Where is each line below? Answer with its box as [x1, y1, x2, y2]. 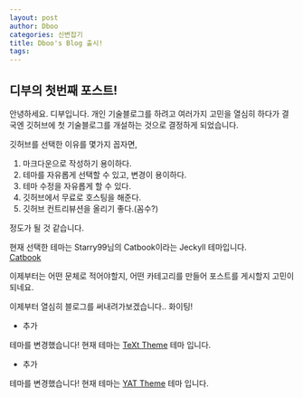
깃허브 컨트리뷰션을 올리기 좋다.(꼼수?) [22, 203, 159, 213]
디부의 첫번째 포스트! [9, 82, 118, 98]
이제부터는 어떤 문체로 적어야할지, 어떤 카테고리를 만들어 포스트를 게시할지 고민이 [9, 270, 295, 281]
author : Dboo [9, 22, 59, 31]
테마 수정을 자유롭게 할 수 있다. [22, 180, 131, 191]
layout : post [9, 13, 59, 23]
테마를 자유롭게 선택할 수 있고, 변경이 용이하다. [22, 169, 187, 180]
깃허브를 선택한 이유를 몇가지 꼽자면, [9, 138, 137, 149]
